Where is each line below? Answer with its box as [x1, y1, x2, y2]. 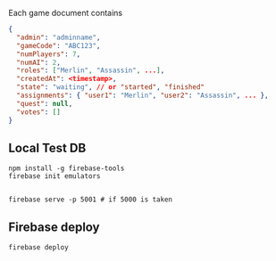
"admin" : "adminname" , [16, 33, 101, 42]
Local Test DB [8, 140, 87, 155]
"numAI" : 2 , [16, 58, 62, 67]
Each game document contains [8, 8, 122, 18]
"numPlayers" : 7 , [16, 49, 81, 59]
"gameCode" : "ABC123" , [16, 41, 101, 50]
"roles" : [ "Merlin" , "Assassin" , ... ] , [16, 66, 165, 75]
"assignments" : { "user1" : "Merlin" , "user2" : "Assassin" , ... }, [16, 91, 269, 100]
